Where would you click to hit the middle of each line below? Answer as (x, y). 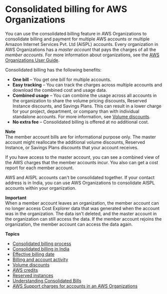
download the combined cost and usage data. (60, 90)
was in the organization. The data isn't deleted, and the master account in (81, 214)
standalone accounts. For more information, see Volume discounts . (81, 116)
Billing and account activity (40, 259)
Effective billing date (33, 254)
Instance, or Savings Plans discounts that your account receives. (72, 147)
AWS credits (25, 270)
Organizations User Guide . (32, 60)
